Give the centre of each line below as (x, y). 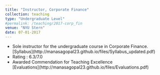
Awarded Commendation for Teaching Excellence (62, 62)
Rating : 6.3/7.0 (27, 57)
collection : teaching (27, 14)
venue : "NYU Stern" (25, 28)
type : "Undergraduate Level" (35, 19)
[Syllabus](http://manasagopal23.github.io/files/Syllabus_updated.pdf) (84, 51)
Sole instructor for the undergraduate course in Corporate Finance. (80, 46)
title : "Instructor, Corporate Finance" (47, 10)
